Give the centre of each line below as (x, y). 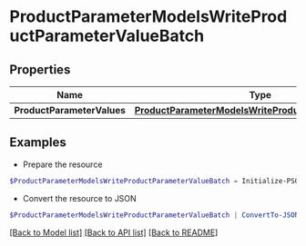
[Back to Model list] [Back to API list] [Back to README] (114, 232)
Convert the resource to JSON (79, 198)
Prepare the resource (62, 164)
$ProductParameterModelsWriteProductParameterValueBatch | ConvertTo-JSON (154, 215)
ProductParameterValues (70, 110)
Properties (40, 69)
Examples (38, 143)
